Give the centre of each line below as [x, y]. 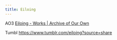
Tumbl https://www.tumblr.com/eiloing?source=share [58, 32]
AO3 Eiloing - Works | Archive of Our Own [47, 23]
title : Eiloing [20, 9]
